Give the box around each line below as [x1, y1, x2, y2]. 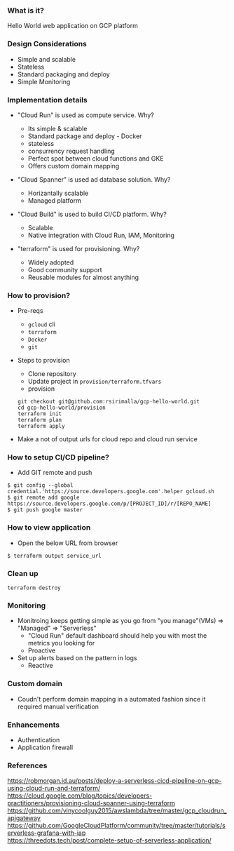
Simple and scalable [17, 55, 76, 63]
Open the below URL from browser [17, 539, 118, 547]
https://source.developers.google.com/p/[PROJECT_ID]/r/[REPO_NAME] [7, 500, 212, 507]
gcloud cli [27, 320, 56, 328]
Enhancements [7, 720, 60, 730]
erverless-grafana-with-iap [7, 829, 86, 837]
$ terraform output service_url [7, 552, 102, 559]
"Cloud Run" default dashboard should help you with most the [27, 631, 207, 640]
